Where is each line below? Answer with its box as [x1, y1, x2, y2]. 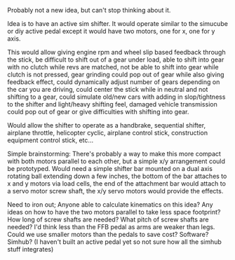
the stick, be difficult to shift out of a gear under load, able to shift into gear [7, 55, 224, 64]
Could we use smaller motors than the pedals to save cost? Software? [7, 231, 209, 238]
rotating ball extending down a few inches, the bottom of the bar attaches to [7, 172, 227, 180]
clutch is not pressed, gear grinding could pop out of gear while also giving [7, 70, 224, 78]
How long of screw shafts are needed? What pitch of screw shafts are [7, 215, 209, 224]
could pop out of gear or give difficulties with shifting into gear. [7, 108, 189, 116]
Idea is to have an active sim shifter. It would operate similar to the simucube [7, 20, 228, 27]
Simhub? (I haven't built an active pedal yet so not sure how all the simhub [7, 238, 222, 246]
